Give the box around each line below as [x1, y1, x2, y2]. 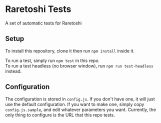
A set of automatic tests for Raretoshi [5, 20, 82, 26]
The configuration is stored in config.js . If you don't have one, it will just [5, 96, 155, 102]
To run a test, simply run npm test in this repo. [5, 57, 100, 63]
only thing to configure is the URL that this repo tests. [5, 111, 115, 118]
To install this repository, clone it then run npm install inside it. [5, 47, 135, 53]
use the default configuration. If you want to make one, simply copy [5, 101, 144, 107]
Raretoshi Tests [5, 3, 71, 15]
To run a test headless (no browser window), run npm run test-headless [5, 62, 153, 68]
